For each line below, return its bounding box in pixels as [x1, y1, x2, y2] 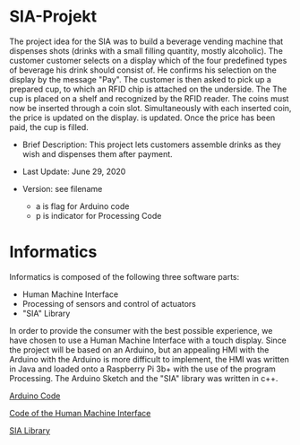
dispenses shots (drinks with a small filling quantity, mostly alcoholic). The [9, 45, 284, 56]
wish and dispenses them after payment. [21, 148, 173, 159]
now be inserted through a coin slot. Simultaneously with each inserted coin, [9, 102, 292, 113]
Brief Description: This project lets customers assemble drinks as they [21, 139, 282, 150]
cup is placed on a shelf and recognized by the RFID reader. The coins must [9, 92, 289, 104]
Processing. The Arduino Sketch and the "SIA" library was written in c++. [9, 372, 279, 383]
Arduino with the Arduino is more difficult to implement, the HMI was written [9, 353, 289, 364]
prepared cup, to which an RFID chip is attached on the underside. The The [9, 83, 287, 94]
